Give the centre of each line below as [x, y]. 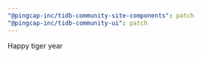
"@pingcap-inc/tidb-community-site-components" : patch [101, 15]
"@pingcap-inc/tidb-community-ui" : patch [78, 23]
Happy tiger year [35, 45]
